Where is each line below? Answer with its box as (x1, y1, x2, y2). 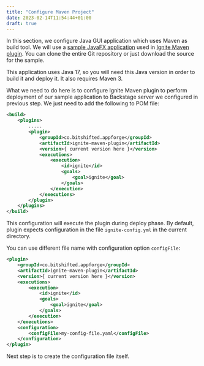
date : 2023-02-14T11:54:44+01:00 (6, 15, 92, 21)
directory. (6, 233, 31, 240)
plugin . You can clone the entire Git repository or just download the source (6, 50, 194, 58)
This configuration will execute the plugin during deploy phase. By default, (6, 220, 194, 227)
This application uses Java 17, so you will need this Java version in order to (6, 69, 195, 76)
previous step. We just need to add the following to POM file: (6, 100, 159, 107)
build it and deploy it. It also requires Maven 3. (6, 75, 123, 83)
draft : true (6, 20, 37, 26)
